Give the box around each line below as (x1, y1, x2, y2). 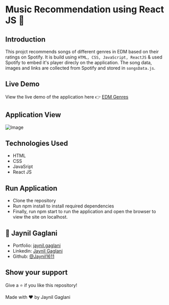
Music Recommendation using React (5, 4, 164, 15)
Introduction (5, 35, 46, 44)
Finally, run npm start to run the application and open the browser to (12, 208, 156, 215)
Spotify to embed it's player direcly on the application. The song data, (5, 60, 152, 65)
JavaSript (12, 163, 33, 170)
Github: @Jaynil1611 (12, 253, 55, 260)
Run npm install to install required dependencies (12, 203, 114, 209)
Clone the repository (12, 198, 56, 204)
